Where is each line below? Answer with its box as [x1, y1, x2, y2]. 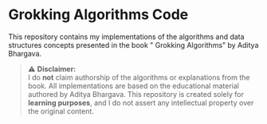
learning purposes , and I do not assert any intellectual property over [27, 98, 254, 107]
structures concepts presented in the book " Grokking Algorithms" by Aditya [8, 40, 259, 49]
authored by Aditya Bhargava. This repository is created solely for [27, 89, 245, 99]
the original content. [27, 106, 94, 116]
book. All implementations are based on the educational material [27, 81, 239, 91]
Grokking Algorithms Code [8, 6, 189, 24]
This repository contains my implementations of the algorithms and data [8, 32, 245, 41]
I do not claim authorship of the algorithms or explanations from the [27, 72, 250, 82]
